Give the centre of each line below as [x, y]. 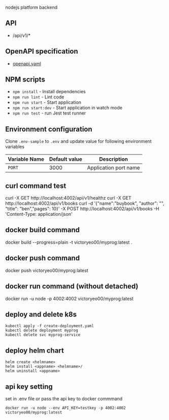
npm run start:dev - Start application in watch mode [67, 108]
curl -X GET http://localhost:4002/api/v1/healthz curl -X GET [69, 198]
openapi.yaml [27, 63]
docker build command [43, 230]
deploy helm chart [35, 350]
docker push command [43, 258]
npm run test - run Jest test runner [49, 113]
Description [113, 159]
